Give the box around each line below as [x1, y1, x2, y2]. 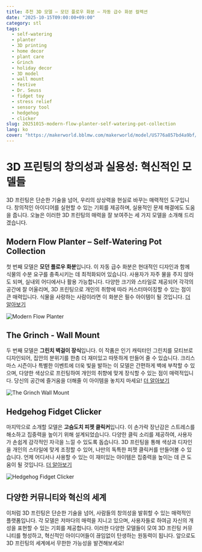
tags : [6, 25, 20, 32]
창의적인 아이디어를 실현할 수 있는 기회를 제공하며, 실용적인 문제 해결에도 [14, 203, 185, 211]
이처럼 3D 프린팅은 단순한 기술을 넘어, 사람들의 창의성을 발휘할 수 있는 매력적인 [6, 509, 191, 516]
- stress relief [11, 98, 52, 104]
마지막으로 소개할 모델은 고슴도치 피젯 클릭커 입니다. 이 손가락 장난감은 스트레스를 [6, 424, 195, 431]
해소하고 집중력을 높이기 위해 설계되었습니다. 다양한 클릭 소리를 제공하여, [6, 431, 176, 438]
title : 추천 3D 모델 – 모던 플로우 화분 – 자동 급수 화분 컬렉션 [6, 8, 148, 15]
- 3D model [11, 71, 39, 77]
